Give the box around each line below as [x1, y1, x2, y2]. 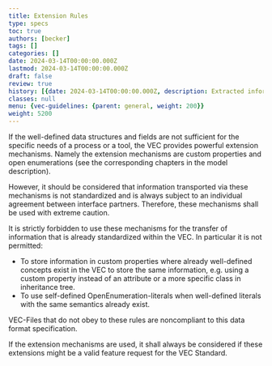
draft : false [8, 72, 53, 80]
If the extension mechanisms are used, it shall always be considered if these [8, 339, 263, 349]
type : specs [8, 19, 49, 28]
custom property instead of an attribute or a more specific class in [19, 274, 241, 283]
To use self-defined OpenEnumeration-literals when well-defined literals [19, 291, 261, 300]
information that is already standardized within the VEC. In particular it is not [8, 232, 262, 241]
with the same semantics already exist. [19, 300, 151, 309]
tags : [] [8, 42, 38, 50]
